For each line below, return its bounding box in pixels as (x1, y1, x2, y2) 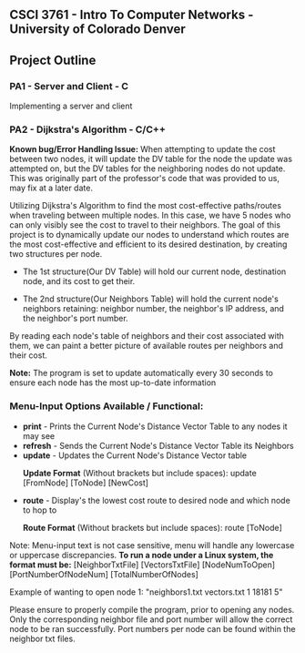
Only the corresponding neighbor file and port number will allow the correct (9, 614, 293, 625)
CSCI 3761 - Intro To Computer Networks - (9, 7, 254, 23)
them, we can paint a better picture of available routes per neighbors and (9, 341, 284, 352)
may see (22, 430, 56, 441)
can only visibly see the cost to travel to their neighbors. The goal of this (9, 219, 280, 230)
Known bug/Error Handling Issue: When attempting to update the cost (9, 144, 276, 155)
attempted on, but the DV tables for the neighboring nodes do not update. (9, 163, 286, 174)
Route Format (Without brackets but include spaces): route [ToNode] (22, 522, 282, 533)
